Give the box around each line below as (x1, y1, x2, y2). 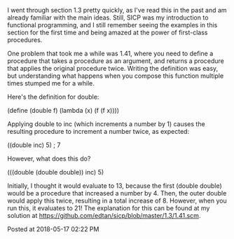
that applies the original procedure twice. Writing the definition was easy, (7, 64, 219, 72)
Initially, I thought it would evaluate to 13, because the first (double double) (7, 182, 222, 190)
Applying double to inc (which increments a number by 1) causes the (7, 120, 205, 128)
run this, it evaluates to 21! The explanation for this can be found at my (7, 204, 210, 212)
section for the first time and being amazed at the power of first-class (7, 28, 208, 36)
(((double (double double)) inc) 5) (7, 168, 104, 176)
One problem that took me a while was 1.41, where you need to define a (7, 49, 214, 57)
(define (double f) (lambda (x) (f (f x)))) (7, 107, 119, 114)
